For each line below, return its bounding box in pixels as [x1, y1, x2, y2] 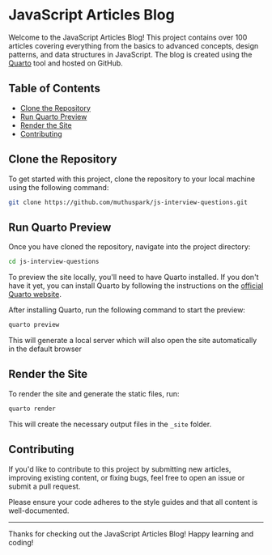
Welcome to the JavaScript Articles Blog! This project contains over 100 [8, 32, 248, 42]
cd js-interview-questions [8, 257, 100, 266]
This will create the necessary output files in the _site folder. [8, 419, 212, 429]
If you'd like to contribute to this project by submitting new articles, [8, 464, 232, 474]
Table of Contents [8, 82, 101, 95]
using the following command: [8, 182, 109, 192]
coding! [8, 537, 34, 547]
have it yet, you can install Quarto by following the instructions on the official [8, 281, 264, 290]
